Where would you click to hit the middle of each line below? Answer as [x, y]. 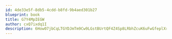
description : [19, 29]
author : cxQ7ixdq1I [26, 24]
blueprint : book [23, 15]
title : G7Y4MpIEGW [25, 19]
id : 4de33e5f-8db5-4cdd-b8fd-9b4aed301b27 [51, 10]
